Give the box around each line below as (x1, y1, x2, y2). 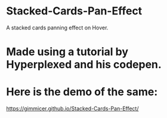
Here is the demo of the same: (6, 85, 158, 99)
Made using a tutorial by (6, 45, 129, 59)
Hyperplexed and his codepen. (6, 58, 162, 71)
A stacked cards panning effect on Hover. (6, 24, 109, 31)
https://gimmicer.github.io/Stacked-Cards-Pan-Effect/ (6, 105, 139, 112)
